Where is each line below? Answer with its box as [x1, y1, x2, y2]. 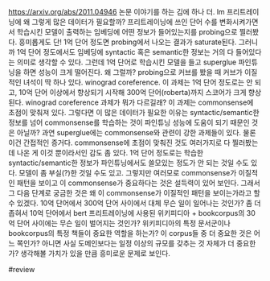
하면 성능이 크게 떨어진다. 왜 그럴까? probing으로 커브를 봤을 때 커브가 [22, 68, 243, 76]
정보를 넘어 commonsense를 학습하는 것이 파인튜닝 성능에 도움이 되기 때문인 [8, 118, 251, 127]
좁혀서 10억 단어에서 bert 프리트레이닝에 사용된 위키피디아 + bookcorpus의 [8, 209, 245, 217]
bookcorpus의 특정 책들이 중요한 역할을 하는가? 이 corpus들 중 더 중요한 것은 [8, 229, 252, 238]
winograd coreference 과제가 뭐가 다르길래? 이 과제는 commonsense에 [25, 97, 254, 107]
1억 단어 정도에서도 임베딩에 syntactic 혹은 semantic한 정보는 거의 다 [16, 48, 235, 56]
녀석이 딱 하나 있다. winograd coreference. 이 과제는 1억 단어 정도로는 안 [22, 77, 253, 87]
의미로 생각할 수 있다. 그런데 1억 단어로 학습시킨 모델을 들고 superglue [16, 57, 237, 67]
